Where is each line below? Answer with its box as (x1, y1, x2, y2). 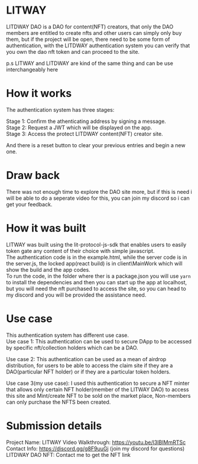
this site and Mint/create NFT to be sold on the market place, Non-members (6, 392, 191, 399)
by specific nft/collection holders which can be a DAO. (6, 344, 138, 351)
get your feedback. (6, 200, 53, 207)
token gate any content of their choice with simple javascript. (6, 247, 155, 254)
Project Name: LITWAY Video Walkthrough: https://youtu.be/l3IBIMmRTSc (6, 439, 186, 446)
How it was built (6, 222, 86, 235)
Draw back (6, 169, 60, 182)
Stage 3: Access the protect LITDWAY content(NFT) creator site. (6, 130, 164, 137)
